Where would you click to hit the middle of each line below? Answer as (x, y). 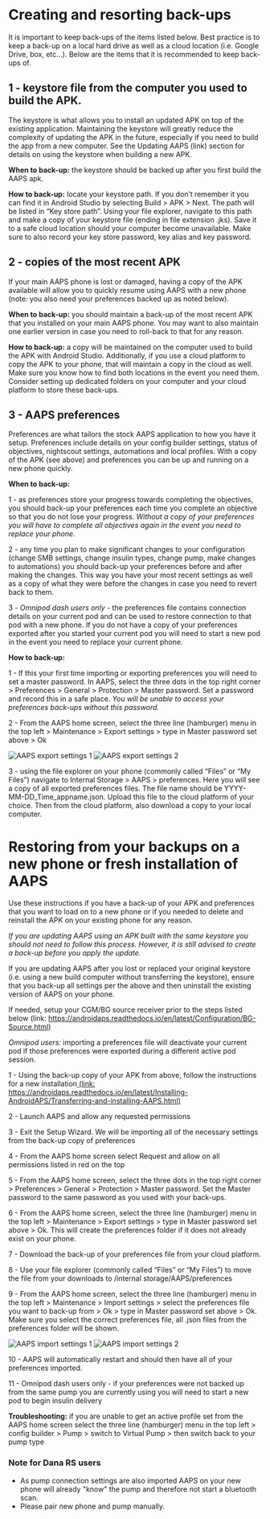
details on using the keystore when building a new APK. (100, 154)
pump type (27, 1442)
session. (22, 1059)
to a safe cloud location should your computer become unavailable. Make (130, 228)
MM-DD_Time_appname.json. (57, 797)
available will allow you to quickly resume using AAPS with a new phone (127, 290)
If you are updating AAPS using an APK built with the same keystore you (129, 936)
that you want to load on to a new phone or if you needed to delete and (126, 912)
